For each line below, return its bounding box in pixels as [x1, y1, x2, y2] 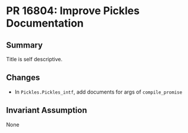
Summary [6, 40, 43, 50]
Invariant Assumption [6, 105, 87, 115]
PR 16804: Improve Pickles [6, 4, 140, 18]
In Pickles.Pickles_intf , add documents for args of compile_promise [14, 88, 183, 95]
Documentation [6, 16, 84, 30]
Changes [6, 72, 40, 83]
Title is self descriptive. [6, 56, 63, 62]
